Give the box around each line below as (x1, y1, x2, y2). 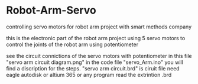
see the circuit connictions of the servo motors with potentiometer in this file (6, 52, 192, 59)
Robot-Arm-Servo (6, 4, 96, 17)
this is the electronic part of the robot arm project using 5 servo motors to (6, 34, 186, 41)
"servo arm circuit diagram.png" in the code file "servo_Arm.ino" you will (6, 59, 183, 66)
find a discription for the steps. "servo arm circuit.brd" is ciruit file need (6, 64, 180, 72)
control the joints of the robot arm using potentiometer (6, 41, 139, 48)
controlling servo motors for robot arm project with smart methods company (6, 23, 192, 30)
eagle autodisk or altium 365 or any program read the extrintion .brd (6, 71, 172, 78)
